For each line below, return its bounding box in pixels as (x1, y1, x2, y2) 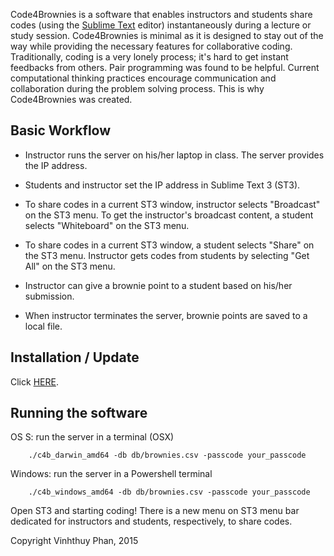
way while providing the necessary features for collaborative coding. (10, 40, 293, 52)
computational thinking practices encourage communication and (10, 72, 277, 84)
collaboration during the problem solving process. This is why (10, 83, 265, 94)
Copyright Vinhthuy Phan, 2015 (10, 535, 139, 547)
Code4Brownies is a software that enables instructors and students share (10, 9, 313, 20)
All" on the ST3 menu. (24, 260, 116, 272)
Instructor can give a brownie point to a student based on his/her (24, 279, 293, 291)
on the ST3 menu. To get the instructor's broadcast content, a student (24, 209, 314, 221)
